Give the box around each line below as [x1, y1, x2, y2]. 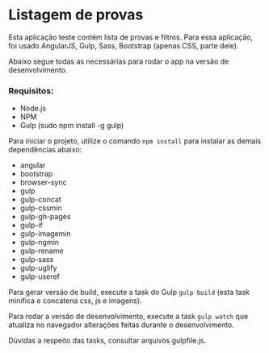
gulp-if [19, 220, 43, 230]
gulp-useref [19, 272, 61, 281]
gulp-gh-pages [19, 212, 71, 222]
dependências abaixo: [8, 145, 82, 155]
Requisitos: [8, 85, 54, 96]
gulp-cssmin [19, 203, 62, 213]
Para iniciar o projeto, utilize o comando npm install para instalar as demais [8, 136, 261, 146]
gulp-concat [19, 195, 62, 205]
